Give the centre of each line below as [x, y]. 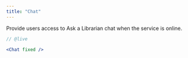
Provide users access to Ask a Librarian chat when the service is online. [94, 28]
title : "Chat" [24, 11]
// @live [17, 39]
